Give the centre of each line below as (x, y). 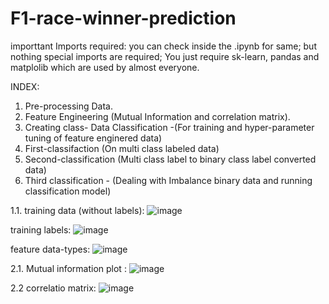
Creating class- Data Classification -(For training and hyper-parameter (169, 127)
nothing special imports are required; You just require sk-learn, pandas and (165, 56)
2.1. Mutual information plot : (68, 268)
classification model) (68, 191)
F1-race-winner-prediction (123, 18)
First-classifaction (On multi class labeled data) (122, 148)
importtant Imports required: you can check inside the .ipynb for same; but (163, 46)
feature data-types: (50, 249)
